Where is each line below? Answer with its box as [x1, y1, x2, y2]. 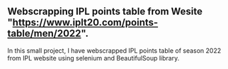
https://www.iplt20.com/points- [12, 17, 159, 29]
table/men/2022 [7, 27, 81, 39]
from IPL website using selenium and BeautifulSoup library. [7, 54, 180, 62]
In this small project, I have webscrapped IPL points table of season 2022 [7, 46, 222, 55]
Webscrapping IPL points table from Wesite [7, 6, 203, 18]
